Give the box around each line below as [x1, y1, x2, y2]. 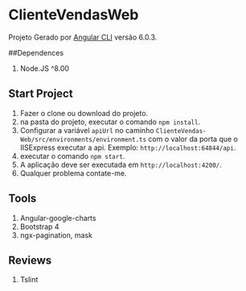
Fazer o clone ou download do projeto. [19, 108, 149, 118]
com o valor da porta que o [148, 134, 239, 143]
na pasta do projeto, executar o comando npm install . [19, 117, 201, 127]
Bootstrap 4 [19, 222, 59, 231]
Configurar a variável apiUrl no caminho [19, 125, 154, 135]
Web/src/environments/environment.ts [19, 135, 147, 143]
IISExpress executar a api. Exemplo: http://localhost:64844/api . [19, 143, 236, 152]
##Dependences [8, 48, 64, 57]
